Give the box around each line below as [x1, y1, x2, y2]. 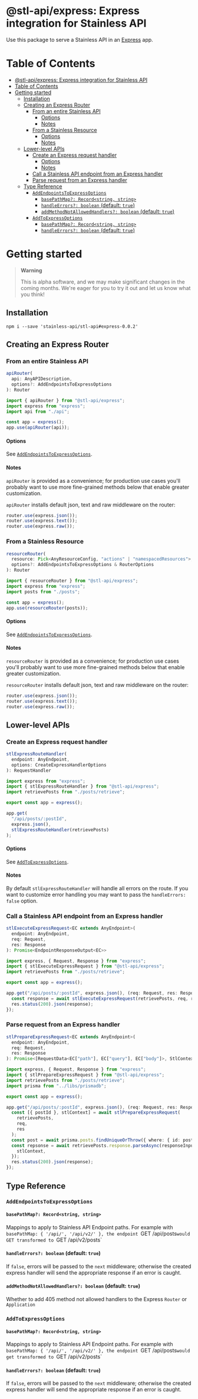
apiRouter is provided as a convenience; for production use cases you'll [6, 477, 181, 484]
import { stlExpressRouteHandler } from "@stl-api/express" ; [6, 784, 160, 789]
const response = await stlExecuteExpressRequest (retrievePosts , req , [11, 995, 189, 1002]
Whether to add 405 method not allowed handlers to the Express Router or [6, 1296, 187, 1303]
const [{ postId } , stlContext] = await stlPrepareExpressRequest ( [11, 1110, 181, 1115]
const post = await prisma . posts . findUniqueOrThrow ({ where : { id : [11, 1137, 181, 1143]
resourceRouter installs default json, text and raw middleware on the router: [6, 681, 189, 688]
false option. [6, 897, 38, 904]
